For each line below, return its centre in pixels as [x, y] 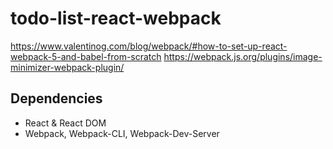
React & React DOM [65, 123]
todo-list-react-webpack [116, 18]
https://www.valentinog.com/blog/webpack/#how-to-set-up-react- [149, 46]
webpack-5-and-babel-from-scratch [86, 56]
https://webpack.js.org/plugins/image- [243, 56]
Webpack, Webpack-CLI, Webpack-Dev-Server [122, 133]
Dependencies [56, 98]
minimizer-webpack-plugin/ [67, 67]
